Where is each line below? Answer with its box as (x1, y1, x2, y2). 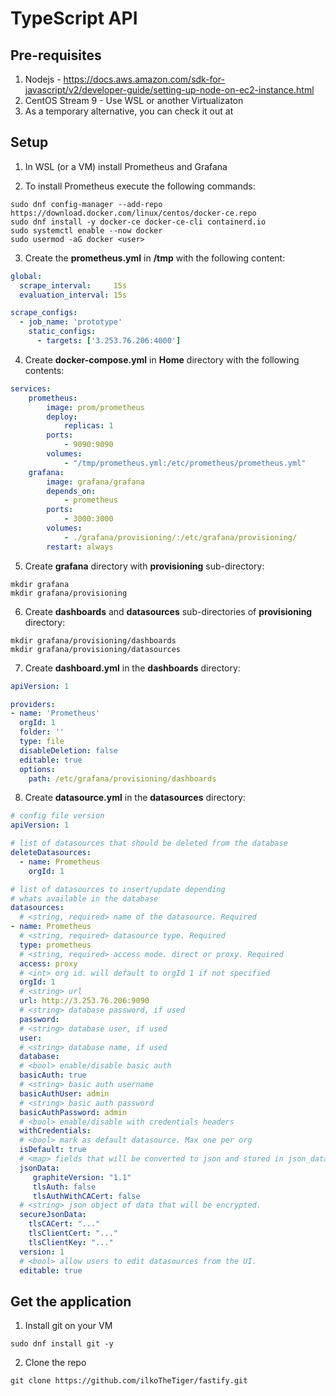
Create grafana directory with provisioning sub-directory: (24, 560, 265, 572)
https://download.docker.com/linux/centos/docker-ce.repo (10, 208, 257, 218)
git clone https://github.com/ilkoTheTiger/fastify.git (10, 1376, 248, 1386)
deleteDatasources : (10, 848, 92, 858)
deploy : (46, 412, 78, 422)
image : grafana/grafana (46, 477, 145, 487)
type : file (19, 737, 65, 747)
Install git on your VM (24, 1320, 113, 1332)
